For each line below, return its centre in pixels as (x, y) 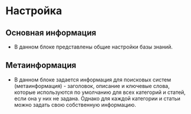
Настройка (34, 11)
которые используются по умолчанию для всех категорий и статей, (100, 92)
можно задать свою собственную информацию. (75, 105)
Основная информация (51, 33)
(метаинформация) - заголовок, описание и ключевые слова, (92, 86)
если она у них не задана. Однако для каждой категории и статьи (97, 98)
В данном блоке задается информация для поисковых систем (93, 79)
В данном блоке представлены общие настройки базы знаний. (93, 47)
